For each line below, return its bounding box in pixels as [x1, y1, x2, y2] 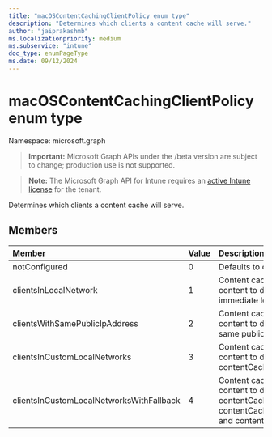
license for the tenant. [28, 184, 102, 194]
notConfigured [12, 261, 68, 272]
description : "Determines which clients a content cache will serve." [8, 19, 252, 28]
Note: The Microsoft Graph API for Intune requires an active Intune [28, 176, 251, 185]
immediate [218, 295, 259, 306]
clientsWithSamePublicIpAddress [12, 317, 139, 329]
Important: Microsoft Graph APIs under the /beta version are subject [28, 151, 257, 161]
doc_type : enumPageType [8, 49, 89, 57]
